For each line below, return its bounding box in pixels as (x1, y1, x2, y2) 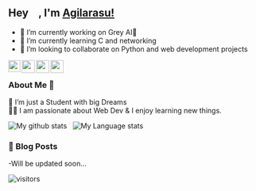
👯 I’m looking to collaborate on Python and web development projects (19, 44, 248, 54)
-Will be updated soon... (8, 159, 87, 169)
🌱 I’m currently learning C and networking (19, 36, 157, 45)
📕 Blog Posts (8, 141, 58, 152)
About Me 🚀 (8, 79, 55, 90)
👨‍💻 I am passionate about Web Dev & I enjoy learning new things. (8, 106, 223, 116)
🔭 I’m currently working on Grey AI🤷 (19, 27, 138, 36)
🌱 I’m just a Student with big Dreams (8, 97, 127, 107)
